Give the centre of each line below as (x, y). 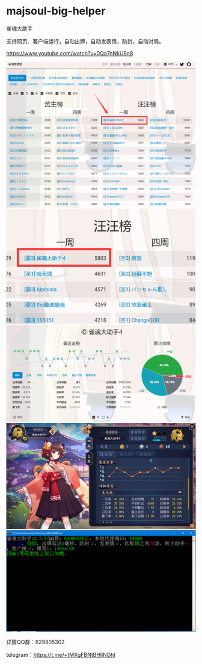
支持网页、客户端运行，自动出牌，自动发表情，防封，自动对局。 (85, 41)
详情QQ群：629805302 (35, 642)
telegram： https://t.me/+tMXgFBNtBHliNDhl (61, 654)
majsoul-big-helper (56, 11)
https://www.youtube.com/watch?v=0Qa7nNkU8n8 (70, 53)
